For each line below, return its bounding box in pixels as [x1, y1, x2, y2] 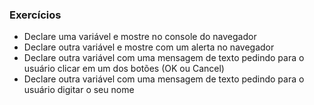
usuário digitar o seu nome [23, 84, 135, 96]
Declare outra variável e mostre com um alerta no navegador [23, 41, 275, 53]
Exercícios [9, 8, 62, 22]
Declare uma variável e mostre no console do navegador [23, 31, 257, 43]
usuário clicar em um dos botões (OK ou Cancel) [23, 63, 225, 75]
